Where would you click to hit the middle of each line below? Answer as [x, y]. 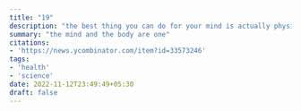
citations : [30, 43]
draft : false [34, 92]
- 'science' [31, 76]
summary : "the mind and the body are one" [90, 34]
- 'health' [30, 68]
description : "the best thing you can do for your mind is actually [140, 26]
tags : [19, 59]
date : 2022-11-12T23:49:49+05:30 [72, 84]
